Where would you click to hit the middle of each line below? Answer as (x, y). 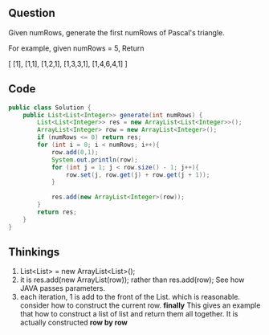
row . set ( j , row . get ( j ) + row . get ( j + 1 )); (138, 175)
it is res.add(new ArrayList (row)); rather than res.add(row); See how (132, 280)
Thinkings (34, 252)
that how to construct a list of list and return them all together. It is (129, 314)
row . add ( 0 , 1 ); (75, 152)
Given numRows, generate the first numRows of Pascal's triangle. (116, 32)
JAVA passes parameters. (63, 288)
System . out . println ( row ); (94, 160)
